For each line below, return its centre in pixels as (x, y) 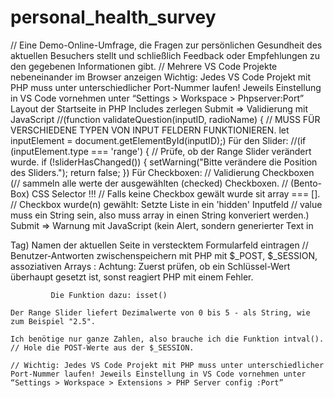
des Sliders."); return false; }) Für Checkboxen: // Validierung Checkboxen (162, 172)
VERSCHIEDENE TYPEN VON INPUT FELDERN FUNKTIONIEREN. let (150, 130)
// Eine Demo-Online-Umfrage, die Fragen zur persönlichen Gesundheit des (166, 45)
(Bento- (306, 183)
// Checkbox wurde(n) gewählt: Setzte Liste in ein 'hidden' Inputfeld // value (166, 204)
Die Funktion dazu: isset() (109, 295)
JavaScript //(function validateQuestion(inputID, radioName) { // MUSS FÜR (165, 119)
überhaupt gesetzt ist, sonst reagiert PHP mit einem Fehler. (132, 277)
